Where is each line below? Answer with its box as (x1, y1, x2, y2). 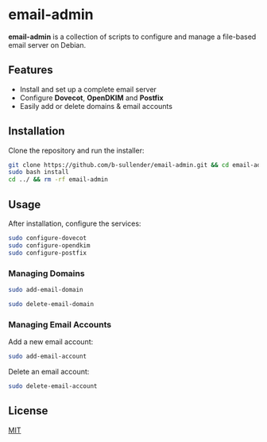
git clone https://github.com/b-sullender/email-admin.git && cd (8, 161, 229, 169)
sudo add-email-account (8, 352, 87, 360)
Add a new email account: (8, 336, 94, 347)
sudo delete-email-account (8, 382, 98, 390)
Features (8, 64, 53, 77)
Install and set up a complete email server (19, 84, 157, 94)
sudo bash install (8, 169, 69, 176)
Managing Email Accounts (8, 319, 112, 330)
